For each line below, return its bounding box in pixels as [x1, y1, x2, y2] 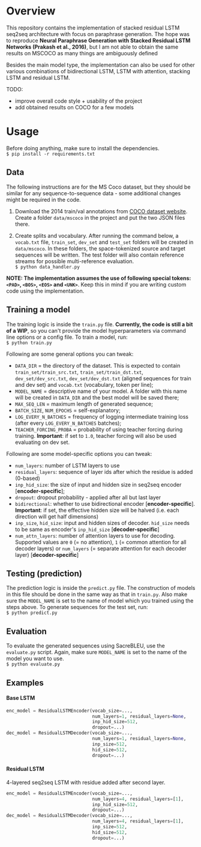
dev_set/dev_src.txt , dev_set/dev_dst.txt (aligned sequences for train [14, 374, 192, 382]
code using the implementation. [6, 287, 85, 294]
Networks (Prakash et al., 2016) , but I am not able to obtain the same [6, 43, 179, 50]
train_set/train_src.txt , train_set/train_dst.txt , [14, 368, 144, 375]
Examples [6, 678, 44, 688]
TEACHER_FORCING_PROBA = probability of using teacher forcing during [14, 425, 183, 433]
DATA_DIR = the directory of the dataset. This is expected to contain [14, 362, 181, 369]
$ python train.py [6, 339, 52, 346]
